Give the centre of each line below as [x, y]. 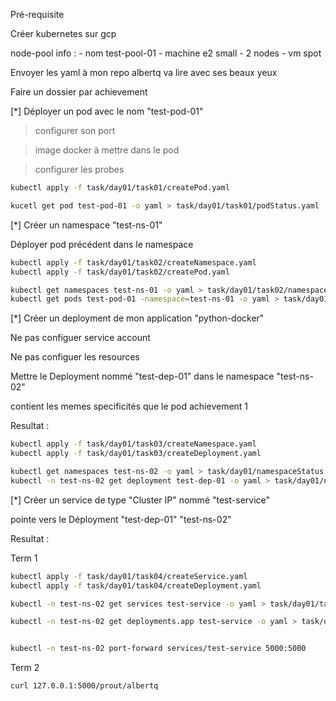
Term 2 [25, 668]
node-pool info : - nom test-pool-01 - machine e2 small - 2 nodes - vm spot [166, 53]
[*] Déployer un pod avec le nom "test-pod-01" [107, 111]
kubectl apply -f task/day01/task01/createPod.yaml [120, 188]
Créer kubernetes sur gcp [63, 33]
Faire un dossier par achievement [79, 92]
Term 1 [24, 558]
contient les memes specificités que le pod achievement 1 [129, 406]
